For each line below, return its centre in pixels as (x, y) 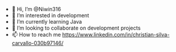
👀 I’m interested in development (50, 15)
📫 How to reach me (36, 35)
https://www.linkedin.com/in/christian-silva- (116, 35)
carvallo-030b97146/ (38, 43)
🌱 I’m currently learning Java (47, 22)
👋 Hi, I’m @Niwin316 (36, 9)
